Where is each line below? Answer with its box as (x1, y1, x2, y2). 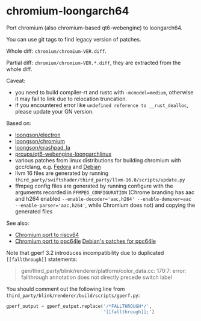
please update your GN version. (14, 108, 94, 115)
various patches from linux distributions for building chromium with (14, 156, 182, 164)
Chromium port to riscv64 (14, 231, 79, 238)
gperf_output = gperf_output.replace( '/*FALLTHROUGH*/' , (6, 303, 152, 309)
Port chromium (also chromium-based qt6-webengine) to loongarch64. (6, 24, 183, 31)
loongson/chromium (14, 137, 65, 145)
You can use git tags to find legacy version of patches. (6, 35, 141, 43)
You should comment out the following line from (6, 285, 125, 292)
